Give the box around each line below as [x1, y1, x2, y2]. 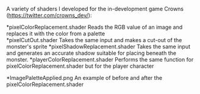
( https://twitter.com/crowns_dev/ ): [6, 12, 92, 19]
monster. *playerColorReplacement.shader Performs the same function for [6, 56, 194, 63]
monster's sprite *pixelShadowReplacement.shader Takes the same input [6, 43, 191, 50]
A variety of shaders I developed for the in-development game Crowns [6, 5, 184, 12]
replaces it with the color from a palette [6, 30, 105, 37]
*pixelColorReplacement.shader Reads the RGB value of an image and [6, 24, 183, 31]
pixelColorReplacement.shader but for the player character [6, 62, 154, 70]
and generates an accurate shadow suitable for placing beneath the [6, 49, 177, 57]
